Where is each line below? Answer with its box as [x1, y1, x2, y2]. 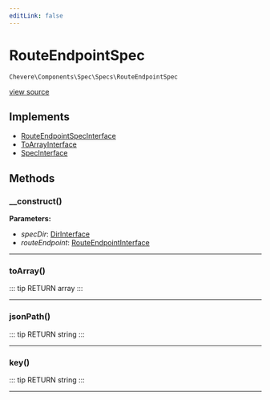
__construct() [9, 196, 62, 207]
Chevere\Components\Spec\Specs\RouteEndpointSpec [9, 73, 179, 81]
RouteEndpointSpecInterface [20, 131, 117, 141]
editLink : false [9, 11, 63, 20]
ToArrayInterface [20, 139, 77, 149]
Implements [9, 110, 71, 123]
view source [9, 87, 50, 96]
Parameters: [9, 214, 51, 224]
